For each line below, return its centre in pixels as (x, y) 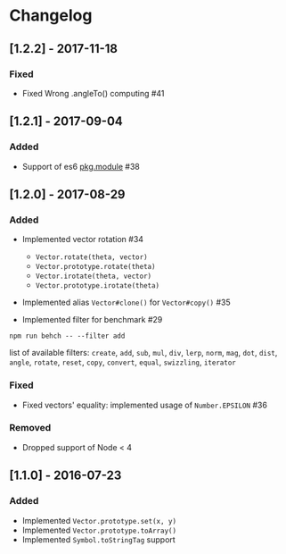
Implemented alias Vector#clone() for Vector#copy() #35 (126, 302)
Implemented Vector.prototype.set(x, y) (99, 520)
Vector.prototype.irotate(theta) (98, 286)
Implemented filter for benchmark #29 (92, 320)
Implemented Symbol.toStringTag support (98, 539)
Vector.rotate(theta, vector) (92, 257)
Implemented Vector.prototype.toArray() (99, 530)
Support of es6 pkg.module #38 (81, 166)
